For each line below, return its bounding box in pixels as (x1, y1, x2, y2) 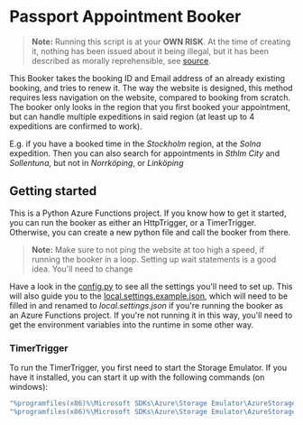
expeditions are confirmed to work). (9, 120, 142, 132)
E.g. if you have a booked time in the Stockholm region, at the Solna (9, 138, 262, 149)
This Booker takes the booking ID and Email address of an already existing (9, 72, 286, 83)
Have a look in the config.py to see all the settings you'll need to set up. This (9, 281, 293, 291)
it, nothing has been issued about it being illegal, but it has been (31, 45, 269, 56)
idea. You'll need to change (31, 263, 133, 274)
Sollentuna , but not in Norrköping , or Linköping (9, 157, 184, 168)
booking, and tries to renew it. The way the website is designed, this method (9, 82, 293, 93)
